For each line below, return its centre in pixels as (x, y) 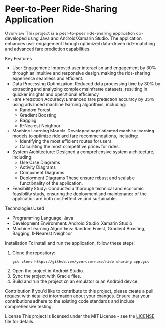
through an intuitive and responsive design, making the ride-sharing (81, 73)
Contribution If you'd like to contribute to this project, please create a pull (79, 291)
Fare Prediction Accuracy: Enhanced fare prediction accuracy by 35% (83, 99)
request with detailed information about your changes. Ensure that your (78, 296)
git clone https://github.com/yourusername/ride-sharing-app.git (81, 262)
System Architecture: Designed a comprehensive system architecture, (83, 152)
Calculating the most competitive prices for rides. (70, 146)
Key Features (18, 58)
